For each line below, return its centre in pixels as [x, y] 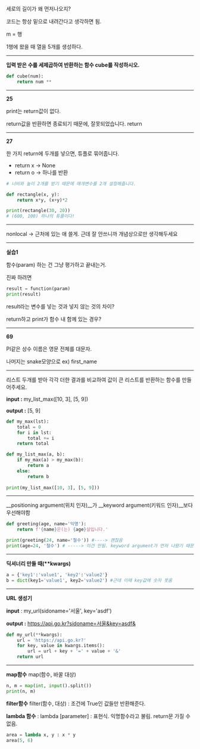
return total [33, 444]
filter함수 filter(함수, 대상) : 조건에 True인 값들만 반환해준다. [76, 703]
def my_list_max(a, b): [36, 454]
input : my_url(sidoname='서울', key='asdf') [59, 611]
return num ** [34, 82]
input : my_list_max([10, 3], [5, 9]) [47, 399]
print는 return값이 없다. [34, 111]
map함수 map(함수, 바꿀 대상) [41, 674]
